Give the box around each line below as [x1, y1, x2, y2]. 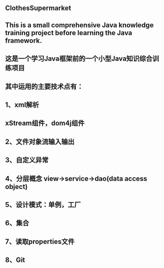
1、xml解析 [5, 100, 40, 109]
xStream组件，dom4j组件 [5, 119, 85, 128]
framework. [5, 36, 42, 45]
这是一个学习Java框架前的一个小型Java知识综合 [5, 55, 153, 63]
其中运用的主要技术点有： [5, 82, 83, 91]
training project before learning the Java [5, 28, 132, 37]
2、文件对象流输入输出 [5, 137, 75, 146]
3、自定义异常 [5, 156, 49, 164]
